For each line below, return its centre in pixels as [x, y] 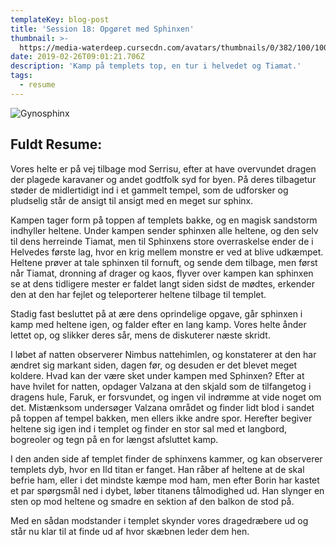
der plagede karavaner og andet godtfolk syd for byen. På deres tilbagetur [163, 179]
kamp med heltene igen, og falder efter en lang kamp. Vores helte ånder [158, 324]
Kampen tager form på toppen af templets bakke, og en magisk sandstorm [164, 220]
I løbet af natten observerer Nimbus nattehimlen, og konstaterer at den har [163, 354]
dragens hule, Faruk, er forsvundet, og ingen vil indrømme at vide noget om [166, 397]
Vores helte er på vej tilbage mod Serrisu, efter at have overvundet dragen [163, 168]
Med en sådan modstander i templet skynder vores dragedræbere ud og [159, 520]
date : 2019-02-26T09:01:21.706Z [77, 57]
